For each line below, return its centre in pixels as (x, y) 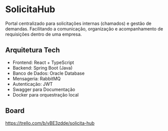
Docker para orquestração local (46, 94)
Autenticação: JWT (33, 84)
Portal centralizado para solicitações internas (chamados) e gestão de (78, 23)
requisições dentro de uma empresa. (44, 34)
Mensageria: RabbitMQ (36, 78)
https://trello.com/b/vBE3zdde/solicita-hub (50, 123)
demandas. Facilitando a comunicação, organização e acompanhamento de (84, 28)
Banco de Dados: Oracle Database (49, 73)
